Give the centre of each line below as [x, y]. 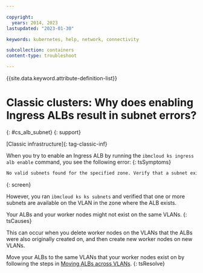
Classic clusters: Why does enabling [100, 103]
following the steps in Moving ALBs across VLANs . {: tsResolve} [85, 263]
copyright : [20, 17]
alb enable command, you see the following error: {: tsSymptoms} [89, 162]
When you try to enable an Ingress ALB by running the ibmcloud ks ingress [100, 155]
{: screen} [19, 184]
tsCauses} [19, 220]
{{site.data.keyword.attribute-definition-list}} [62, 78]
